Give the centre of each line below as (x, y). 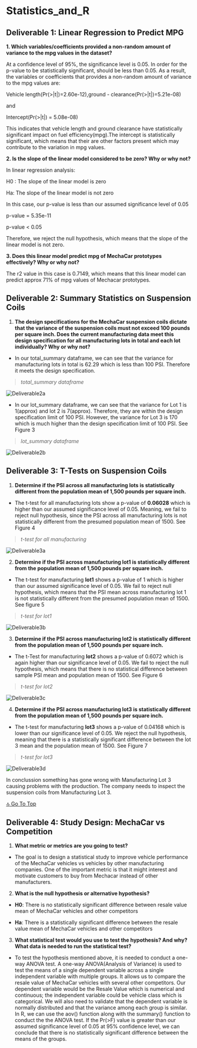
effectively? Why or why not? (43, 262)
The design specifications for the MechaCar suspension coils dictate (101, 322)
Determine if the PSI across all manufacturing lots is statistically (94, 485)
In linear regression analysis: (41, 170)
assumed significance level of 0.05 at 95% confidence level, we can (97, 1026)
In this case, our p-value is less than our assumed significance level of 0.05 (98, 204)
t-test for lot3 (36, 757)
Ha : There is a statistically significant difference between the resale (96, 923)
